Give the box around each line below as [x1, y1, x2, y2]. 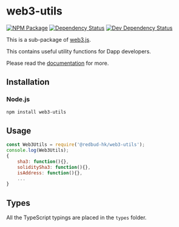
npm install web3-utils [6, 109, 67, 115]
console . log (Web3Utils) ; [6, 147, 69, 154]
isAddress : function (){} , [17, 169, 83, 176]
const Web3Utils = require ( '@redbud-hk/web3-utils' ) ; [6, 142, 146, 148]
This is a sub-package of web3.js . [6, 36, 91, 43]
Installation [6, 77, 50, 87]
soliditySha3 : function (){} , [17, 164, 91, 170]
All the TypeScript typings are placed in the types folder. [6, 214, 147, 222]
